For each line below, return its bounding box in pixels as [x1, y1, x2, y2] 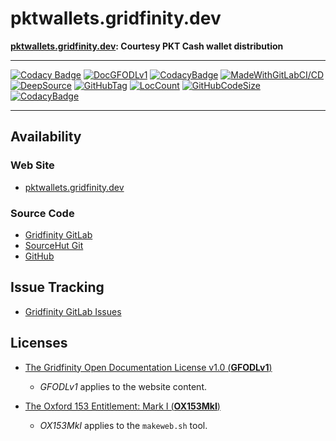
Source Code [10, 206, 75, 220]
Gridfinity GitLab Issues [24, 305, 122, 317]
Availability [10, 128, 82, 146]
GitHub [24, 250, 55, 262]
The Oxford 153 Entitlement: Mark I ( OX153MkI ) [24, 400, 221, 412]
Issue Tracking [10, 279, 105, 296]
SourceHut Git [24, 239, 84, 251]
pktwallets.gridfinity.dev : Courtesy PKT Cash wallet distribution [10, 40, 284, 52]
